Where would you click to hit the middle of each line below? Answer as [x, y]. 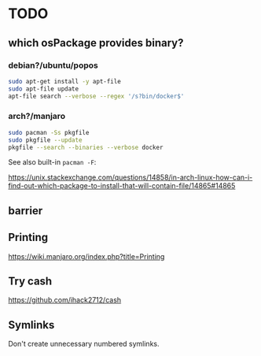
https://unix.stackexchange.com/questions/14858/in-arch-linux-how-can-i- [130, 177]
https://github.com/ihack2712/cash [65, 300]
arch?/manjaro [37, 117]
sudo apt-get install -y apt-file [65, 81]
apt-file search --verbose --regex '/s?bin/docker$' [96, 96]
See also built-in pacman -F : [52, 162]
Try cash [30, 282]
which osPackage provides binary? [96, 43]
